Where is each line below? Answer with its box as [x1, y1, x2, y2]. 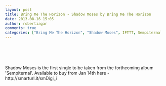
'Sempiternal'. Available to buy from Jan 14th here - [5, 70, 110, 76]
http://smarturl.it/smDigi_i [5, 75, 57, 81]
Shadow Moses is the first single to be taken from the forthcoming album [5, 65, 154, 71]
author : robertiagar [5, 21, 48, 26]
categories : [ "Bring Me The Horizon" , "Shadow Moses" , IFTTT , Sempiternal [5, 30, 163, 35]
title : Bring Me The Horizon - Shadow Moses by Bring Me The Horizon [5, 12, 152, 17]
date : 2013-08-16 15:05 [5, 16, 54, 21]
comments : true [5, 26, 37, 31]
